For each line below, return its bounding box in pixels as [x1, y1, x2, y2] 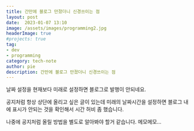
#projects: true [6, 36, 46, 42]
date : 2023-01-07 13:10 [6, 19, 67, 25]
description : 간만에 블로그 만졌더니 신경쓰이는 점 [6, 69, 116, 75]
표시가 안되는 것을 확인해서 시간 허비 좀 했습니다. [12, 106, 124, 113]
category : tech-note [6, 58, 57, 64]
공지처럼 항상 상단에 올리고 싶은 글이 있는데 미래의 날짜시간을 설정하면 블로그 [6, 99, 183, 106]
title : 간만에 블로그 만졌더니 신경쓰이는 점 [6, 8, 100, 15]
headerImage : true [6, 31, 51, 37]
